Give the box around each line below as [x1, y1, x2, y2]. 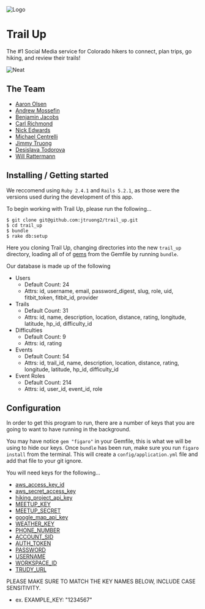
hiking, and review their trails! [6, 54, 81, 61]
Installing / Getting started [6, 170, 109, 181]
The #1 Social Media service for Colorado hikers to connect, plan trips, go [6, 47, 192, 55]
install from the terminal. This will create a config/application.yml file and [6, 450, 198, 458]
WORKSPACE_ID [15, 559, 58, 567]
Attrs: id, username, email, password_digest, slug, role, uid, [24, 287, 174, 294]
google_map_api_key [15, 514, 69, 521]
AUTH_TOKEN [15, 540, 51, 547]
